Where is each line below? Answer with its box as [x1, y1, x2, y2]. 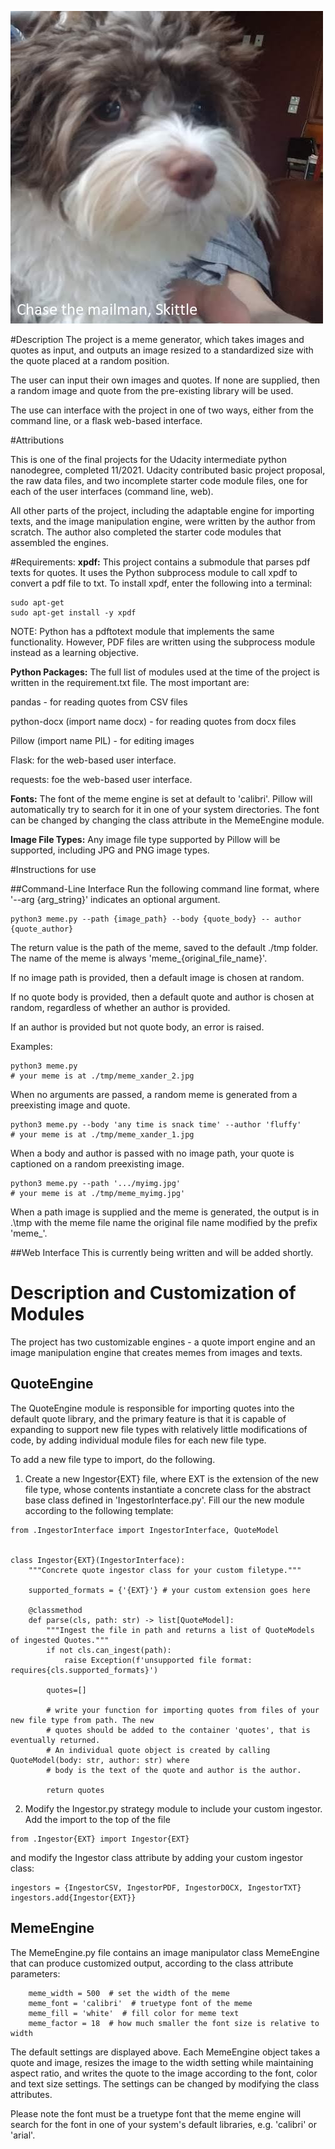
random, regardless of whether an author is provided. [10, 1002, 231, 1013]
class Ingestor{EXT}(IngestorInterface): [10, 1555, 186, 1565]
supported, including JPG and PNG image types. [10, 844, 210, 856]
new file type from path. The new [10, 1715, 155, 1725]
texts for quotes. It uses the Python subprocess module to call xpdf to [10, 567, 298, 578]
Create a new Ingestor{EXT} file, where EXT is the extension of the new [24, 1472, 320, 1485]
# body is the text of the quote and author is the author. [46, 1765, 302, 1775]
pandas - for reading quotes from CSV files [10, 696, 188, 708]
